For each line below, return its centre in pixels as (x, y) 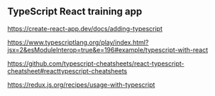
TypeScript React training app (75, 12)
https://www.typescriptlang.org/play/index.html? (78, 42)
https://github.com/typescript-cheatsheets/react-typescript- (96, 64)
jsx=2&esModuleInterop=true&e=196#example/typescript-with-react (107, 49)
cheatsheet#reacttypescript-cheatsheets (67, 71)
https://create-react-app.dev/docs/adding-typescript (85, 28)
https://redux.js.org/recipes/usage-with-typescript (81, 85)
